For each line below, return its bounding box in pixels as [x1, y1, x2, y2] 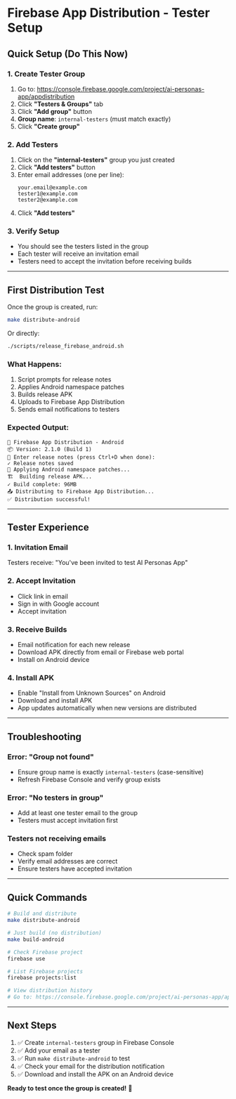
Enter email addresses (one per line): [17, 171, 124, 179]
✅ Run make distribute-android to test [17, 1054, 131, 1062]
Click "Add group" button [17, 107, 93, 115]
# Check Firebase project [7, 949, 83, 956]
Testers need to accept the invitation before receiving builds [17, 257, 192, 266]
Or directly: [7, 329, 40, 338]
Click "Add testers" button [17, 163, 96, 171]
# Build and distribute [7, 910, 77, 918]
